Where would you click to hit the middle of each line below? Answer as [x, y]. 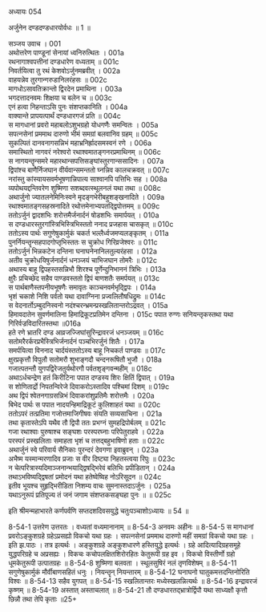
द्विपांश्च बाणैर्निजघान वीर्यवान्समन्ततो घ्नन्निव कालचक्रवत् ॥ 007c [89, 170]
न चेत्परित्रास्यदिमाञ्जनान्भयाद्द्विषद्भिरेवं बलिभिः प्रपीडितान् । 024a [92, 468]
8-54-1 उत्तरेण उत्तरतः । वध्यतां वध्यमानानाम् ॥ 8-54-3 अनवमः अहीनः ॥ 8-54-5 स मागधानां [131, 527]
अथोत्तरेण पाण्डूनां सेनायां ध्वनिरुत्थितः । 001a [66, 53]
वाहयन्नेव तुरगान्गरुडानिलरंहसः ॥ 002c [58, 80]
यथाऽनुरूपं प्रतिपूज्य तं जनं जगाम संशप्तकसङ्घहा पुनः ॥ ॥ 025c [90, 495]
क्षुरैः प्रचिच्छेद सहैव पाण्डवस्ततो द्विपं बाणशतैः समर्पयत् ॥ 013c [84, 278]
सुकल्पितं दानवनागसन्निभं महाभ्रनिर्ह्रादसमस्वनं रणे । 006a [80, 143]
